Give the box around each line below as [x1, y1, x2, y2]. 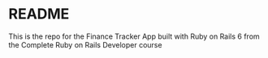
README [8, 5, 70, 23]
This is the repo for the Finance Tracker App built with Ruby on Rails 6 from [8, 31, 260, 41]
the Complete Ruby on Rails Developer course [8, 39, 162, 49]
